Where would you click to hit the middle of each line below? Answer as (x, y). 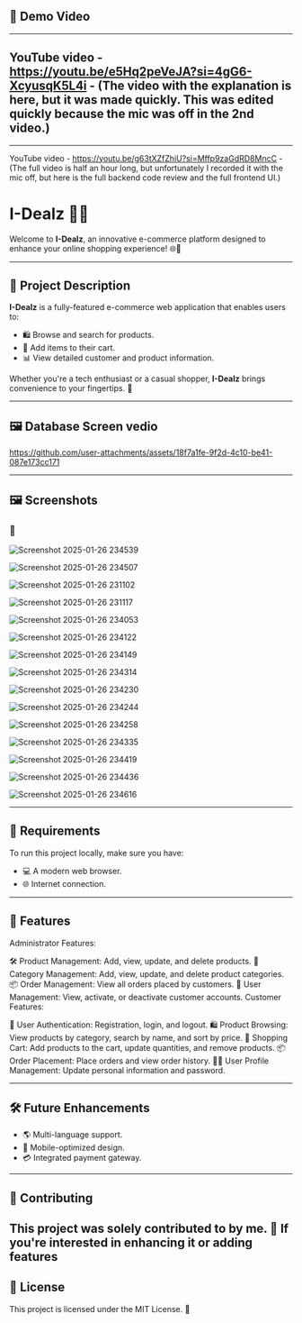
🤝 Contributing (51, 1198)
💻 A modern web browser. (72, 871)
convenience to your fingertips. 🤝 (71, 388)
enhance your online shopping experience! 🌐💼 (95, 248)
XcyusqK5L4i (48, 86)
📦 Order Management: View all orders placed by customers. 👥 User (135, 984)
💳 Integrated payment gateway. (82, 1158)
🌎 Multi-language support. (72, 1135)
